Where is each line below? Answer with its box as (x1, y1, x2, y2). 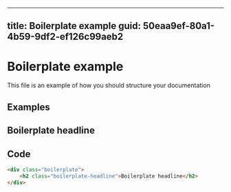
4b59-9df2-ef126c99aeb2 (7, 31, 124, 43)
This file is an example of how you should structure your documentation (7, 81, 211, 89)
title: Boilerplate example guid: (7, 20, 142, 32)
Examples (7, 101, 50, 113)
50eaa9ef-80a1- (143, 20, 215, 32)
